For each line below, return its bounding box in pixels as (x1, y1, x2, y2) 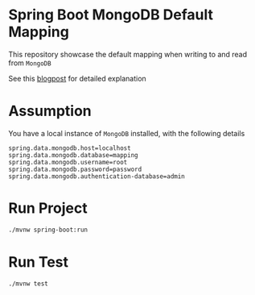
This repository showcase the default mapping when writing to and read (8, 49, 248, 59)
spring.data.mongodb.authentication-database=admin (8, 172, 185, 181)
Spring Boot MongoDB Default (8, 6, 213, 24)
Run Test (8, 252, 68, 271)
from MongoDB (8, 58, 51, 68)
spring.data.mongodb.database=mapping (8, 151, 138, 159)
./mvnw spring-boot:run (8, 226, 88, 234)
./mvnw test (8, 280, 48, 288)
